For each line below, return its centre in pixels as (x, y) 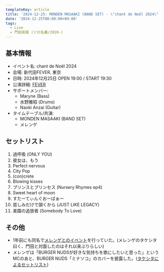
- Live (17, 28)
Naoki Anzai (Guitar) (40, 107)
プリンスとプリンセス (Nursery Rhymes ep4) (58, 187)
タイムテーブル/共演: (33, 113)
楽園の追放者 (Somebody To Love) (47, 210)
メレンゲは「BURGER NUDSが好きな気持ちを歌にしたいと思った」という (86, 252)
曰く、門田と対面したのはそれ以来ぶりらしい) (58, 246)
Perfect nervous (29, 166)
